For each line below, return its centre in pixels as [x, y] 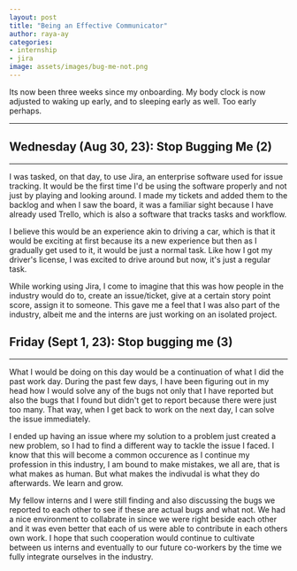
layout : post [33, 17]
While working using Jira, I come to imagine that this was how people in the [147, 286]
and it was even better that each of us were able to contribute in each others [148, 529]
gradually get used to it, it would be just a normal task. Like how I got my [141, 250]
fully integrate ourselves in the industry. [81, 556]
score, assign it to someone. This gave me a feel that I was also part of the [145, 305]
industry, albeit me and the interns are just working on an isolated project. [143, 314]
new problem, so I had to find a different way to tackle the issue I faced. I [142, 445]
